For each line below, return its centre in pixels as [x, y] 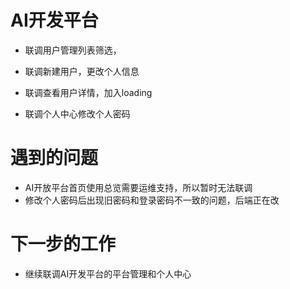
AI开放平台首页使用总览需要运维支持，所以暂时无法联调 [138, 187]
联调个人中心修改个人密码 [77, 113]
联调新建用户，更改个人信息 [82, 71]
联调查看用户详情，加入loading [88, 92]
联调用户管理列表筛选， [73, 50]
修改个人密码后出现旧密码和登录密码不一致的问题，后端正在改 [152, 200]
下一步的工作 [63, 244]
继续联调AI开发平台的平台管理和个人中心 [108, 273]
